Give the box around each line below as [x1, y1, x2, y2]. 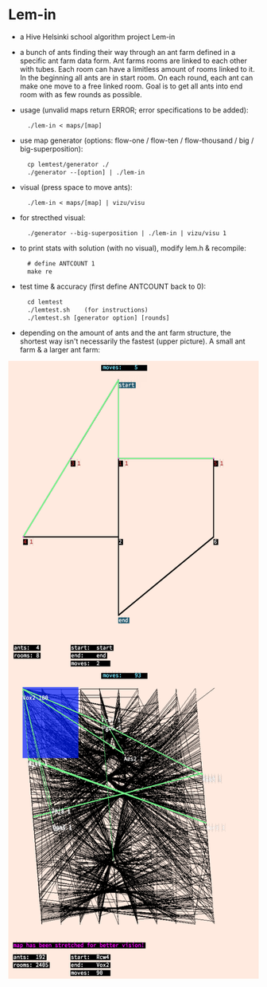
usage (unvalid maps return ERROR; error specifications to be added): [19, 105, 249, 115]
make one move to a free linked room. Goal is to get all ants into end [19, 81, 243, 91]
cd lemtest [27, 297, 64, 306]
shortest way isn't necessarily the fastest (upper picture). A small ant [19, 336, 246, 346]
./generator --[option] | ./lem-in [27, 168, 145, 176]
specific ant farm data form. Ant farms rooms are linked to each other [19, 56, 248, 65]
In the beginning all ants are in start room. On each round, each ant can [19, 73, 253, 82]
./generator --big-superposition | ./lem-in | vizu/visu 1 [27, 229, 227, 237]
